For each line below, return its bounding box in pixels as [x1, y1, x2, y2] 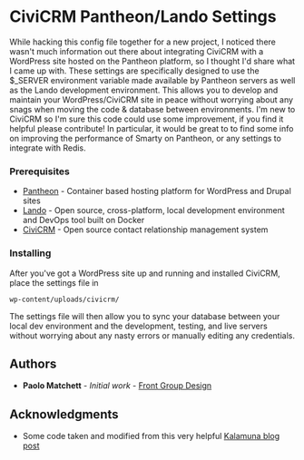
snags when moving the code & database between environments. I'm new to [9, 103, 296, 114]
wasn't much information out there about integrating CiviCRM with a [9, 45, 264, 56]
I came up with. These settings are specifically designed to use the [9, 65, 260, 76]
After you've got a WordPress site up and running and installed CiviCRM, [9, 268, 281, 279]
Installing [9, 247, 52, 259]
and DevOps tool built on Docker [22, 215, 145, 226]
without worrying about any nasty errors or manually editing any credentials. [9, 329, 296, 341]
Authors [9, 356, 57, 371]
